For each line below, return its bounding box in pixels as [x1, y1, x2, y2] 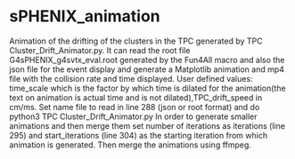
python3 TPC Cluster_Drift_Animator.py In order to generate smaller [9, 111, 258, 122]
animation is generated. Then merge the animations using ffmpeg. [9, 139, 252, 150]
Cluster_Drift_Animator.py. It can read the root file [9, 44, 191, 55]
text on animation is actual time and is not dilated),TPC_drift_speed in [9, 91, 263, 103]
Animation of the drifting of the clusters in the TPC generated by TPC [9, 36, 263, 46]
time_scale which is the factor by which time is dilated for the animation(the [9, 83, 287, 93]
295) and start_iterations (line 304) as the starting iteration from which [9, 130, 268, 140]
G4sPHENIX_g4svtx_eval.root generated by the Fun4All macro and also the [9, 54, 285, 65]
